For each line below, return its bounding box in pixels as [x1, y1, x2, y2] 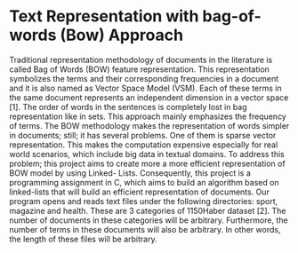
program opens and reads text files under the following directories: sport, [9, 195, 278, 206]
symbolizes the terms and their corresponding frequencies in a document [9, 73, 279, 83]
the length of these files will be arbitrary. [9, 233, 157, 244]
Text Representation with [9, 6, 199, 27]
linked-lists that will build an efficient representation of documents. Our [9, 186, 270, 197]
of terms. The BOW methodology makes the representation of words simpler [9, 120, 290, 130]
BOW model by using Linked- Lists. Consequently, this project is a [9, 167, 252, 178]
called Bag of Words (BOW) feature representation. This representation [9, 64, 270, 75]
